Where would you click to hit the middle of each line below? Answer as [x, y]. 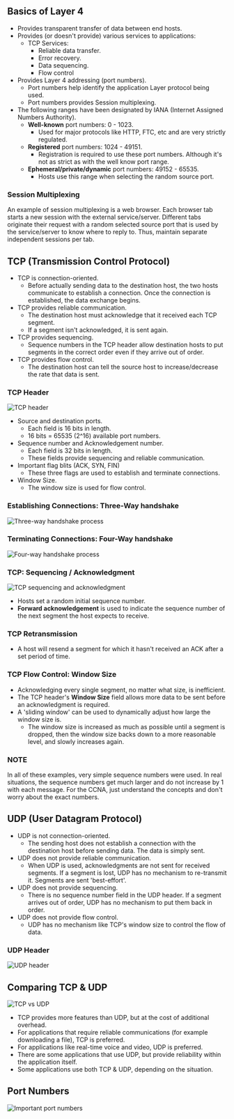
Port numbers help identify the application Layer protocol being [119, 87]
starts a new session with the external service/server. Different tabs [104, 217]
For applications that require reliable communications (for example [112, 1032]
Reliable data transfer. [69, 50]
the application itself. [47, 1062]
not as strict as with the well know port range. [103, 161]
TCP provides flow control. [55, 359]
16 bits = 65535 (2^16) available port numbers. [94, 436]
